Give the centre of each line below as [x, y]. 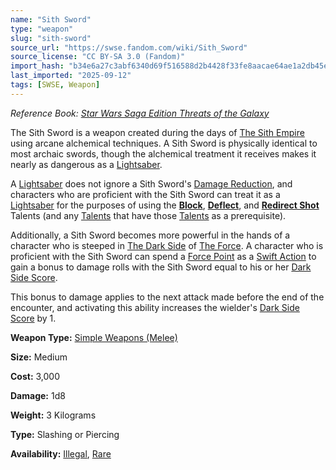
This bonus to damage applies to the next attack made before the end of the [167, 297]
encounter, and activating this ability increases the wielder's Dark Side [155, 307]
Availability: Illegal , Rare [61, 453]
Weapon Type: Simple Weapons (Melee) [94, 337]
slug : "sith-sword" [51, 38]
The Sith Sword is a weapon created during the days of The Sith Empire [157, 132]
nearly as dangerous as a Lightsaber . [86, 164]
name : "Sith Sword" [51, 19]
